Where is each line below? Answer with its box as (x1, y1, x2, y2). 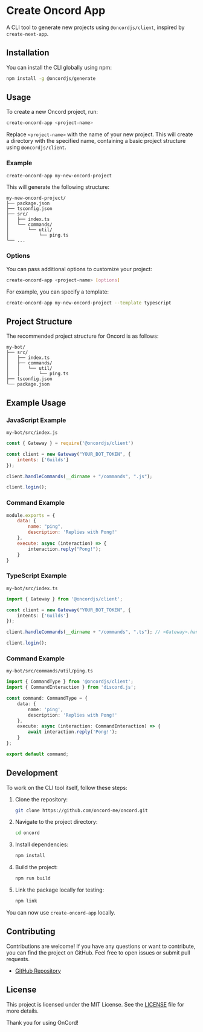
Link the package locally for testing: (14, 886, 105, 893)
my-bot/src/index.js (6, 430, 59, 436)
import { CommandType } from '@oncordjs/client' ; (6, 679, 134, 685)
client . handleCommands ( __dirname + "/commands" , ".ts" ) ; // (6, 629, 161, 636)
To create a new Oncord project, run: (6, 108, 98, 116)
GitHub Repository (14, 967, 62, 974)
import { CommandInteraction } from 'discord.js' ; (6, 685, 137, 691)
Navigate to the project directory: (14, 818, 98, 826)
